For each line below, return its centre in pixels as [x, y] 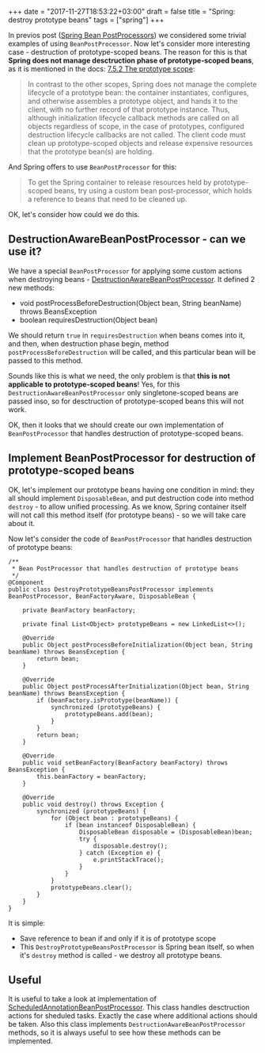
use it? [25, 252]
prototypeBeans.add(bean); [109, 714]
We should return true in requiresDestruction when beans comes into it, [127, 335]
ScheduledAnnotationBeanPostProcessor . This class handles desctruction [129, 1007]
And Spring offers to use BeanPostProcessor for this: [93, 167]
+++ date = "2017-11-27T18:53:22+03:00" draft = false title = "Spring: [122, 11]
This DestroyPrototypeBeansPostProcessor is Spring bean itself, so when [137, 947]
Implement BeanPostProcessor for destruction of [132, 458]
